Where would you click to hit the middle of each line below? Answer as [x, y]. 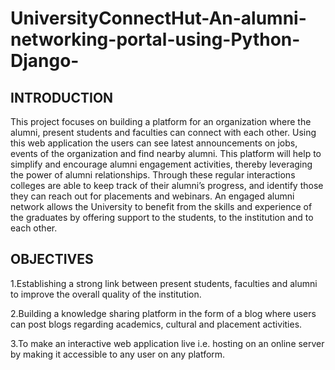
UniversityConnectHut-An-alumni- [158, 18]
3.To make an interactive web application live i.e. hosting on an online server [167, 343]
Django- [45, 61]
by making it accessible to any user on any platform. [118, 354]
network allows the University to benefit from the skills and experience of [161, 206]
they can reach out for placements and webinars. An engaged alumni [152, 196]
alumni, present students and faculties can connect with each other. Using [163, 132]
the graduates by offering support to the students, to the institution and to [162, 217]
